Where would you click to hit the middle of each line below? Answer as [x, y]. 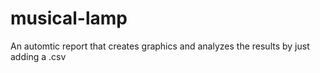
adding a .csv [38, 56]
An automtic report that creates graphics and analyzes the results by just [160, 46]
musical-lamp [69, 18]
